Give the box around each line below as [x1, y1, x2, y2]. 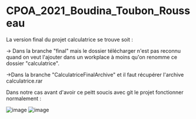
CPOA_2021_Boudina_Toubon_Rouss [6, 4, 190, 18]
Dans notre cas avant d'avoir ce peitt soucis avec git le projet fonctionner [6, 89, 184, 96]
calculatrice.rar [6, 77, 43, 84]
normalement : [6, 95, 42, 102]
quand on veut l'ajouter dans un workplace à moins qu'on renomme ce [6, 53, 178, 60]
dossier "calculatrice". [6, 60, 60, 67]
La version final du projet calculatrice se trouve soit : [6, 36, 134, 43]
